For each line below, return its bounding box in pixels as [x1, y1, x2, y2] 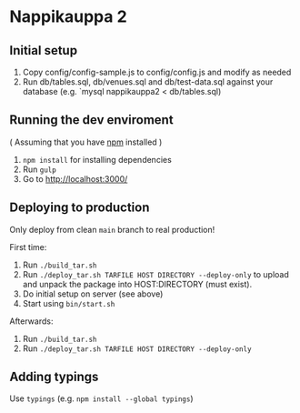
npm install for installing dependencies [22, 154, 173, 165]
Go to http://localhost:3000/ [22, 173, 128, 184]
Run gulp [22, 164, 56, 175]
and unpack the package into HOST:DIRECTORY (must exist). [22, 278, 253, 289]
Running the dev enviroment [9, 112, 175, 128]
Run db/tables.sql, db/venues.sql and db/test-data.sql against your [22, 76, 274, 87]
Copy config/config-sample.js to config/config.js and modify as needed [22, 66, 292, 77]
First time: [9, 241, 47, 252]
